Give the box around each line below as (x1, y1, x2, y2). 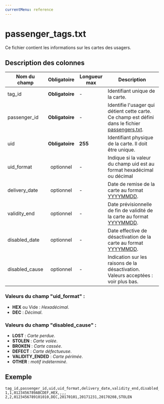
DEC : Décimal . (12, 309, 43, 315)
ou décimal (107, 173, 133, 179)
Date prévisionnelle (107, 201, 152, 208)
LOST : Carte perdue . (12, 332, 55, 338)
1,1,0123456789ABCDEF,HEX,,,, (5, 390, 67, 395)
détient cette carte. (107, 108, 151, 115)
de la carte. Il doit (107, 140, 147, 147)
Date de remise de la (107, 181, 155, 188)
